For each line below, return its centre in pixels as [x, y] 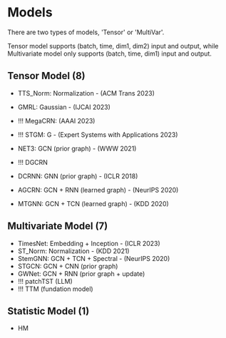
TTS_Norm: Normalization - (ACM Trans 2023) [86, 93]
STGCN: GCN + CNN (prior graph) [68, 266]
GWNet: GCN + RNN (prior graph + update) [81, 273]
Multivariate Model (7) [58, 226]
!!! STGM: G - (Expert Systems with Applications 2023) [98, 134]
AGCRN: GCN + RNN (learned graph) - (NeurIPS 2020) [98, 190]
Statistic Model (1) [48, 311]
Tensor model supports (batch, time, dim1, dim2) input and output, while [113, 46]
